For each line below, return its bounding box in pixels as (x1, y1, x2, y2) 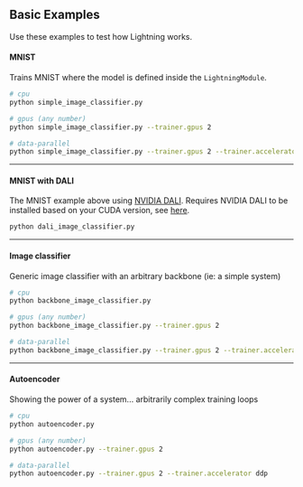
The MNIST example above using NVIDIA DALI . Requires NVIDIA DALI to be (9, 195, 289, 206)
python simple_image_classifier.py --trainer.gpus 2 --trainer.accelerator (9, 147, 300, 156)
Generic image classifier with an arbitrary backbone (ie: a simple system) (9, 270, 281, 281)
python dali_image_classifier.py (9, 222, 135, 231)
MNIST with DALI (9, 175, 75, 186)
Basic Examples (9, 7, 101, 23)
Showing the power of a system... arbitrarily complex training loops (9, 394, 259, 405)
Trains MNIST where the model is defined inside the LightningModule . (9, 72, 268, 83)
